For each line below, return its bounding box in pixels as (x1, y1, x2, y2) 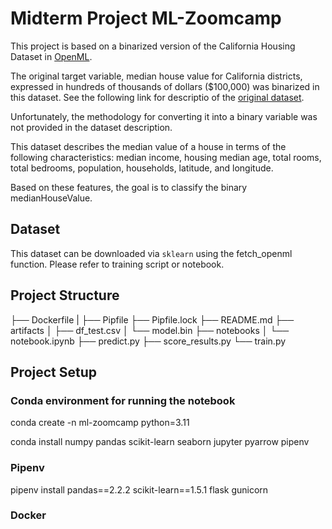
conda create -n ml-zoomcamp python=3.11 (10, 417, 190, 429)
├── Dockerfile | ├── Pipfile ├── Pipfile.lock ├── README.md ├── (10, 313, 295, 326)
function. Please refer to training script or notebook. (10, 258, 225, 270)
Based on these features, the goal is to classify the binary (10, 181, 248, 193)
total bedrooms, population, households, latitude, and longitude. (10, 162, 274, 174)
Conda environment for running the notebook (10, 393, 236, 407)
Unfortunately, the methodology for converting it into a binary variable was (10, 110, 318, 122)
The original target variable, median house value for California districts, (10, 70, 303, 82)
